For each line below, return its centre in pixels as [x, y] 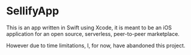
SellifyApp [33, 11]
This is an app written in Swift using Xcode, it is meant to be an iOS [89, 27]
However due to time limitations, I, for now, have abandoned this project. [96, 45]
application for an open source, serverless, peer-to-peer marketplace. [93, 33]
